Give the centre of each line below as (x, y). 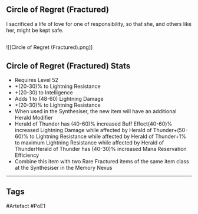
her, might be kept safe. (35, 30)
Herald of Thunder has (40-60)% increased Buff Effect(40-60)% (93, 124)
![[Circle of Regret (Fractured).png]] (49, 47)
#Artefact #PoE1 (26, 206)
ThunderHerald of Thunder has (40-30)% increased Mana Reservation (100, 149)
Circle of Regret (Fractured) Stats (68, 66)
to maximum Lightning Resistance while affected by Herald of (89, 143)
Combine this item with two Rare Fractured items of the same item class (102, 162)
